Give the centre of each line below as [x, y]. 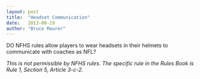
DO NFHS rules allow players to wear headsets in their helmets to [87, 45]
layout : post [23, 12]
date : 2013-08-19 [31, 23]
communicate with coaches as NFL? [51, 52]
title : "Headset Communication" [48, 17]
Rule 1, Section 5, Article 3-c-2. [45, 70]
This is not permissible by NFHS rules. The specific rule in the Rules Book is [100, 63]
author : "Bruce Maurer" [36, 28]
